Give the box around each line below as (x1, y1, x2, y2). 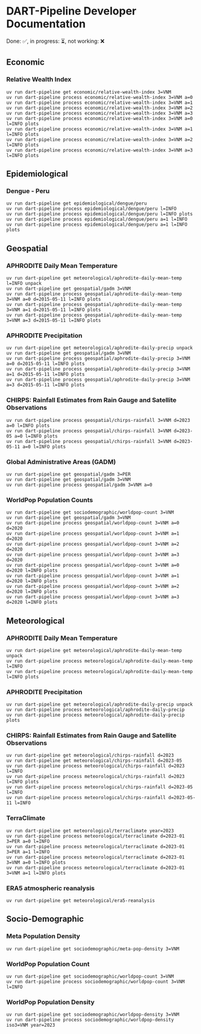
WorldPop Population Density (6, 998, 95, 1006)
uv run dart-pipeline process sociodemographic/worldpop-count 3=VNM (6, 979, 185, 985)
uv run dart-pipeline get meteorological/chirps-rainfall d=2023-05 (6, 758, 182, 764)
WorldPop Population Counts (6, 496, 94, 504)
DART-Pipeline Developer (6, 4, 137, 18)
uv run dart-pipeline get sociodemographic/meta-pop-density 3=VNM (6, 946, 180, 952)
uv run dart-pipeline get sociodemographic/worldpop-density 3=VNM (6, 1012, 180, 1018)
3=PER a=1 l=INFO (6, 849, 50, 855)
